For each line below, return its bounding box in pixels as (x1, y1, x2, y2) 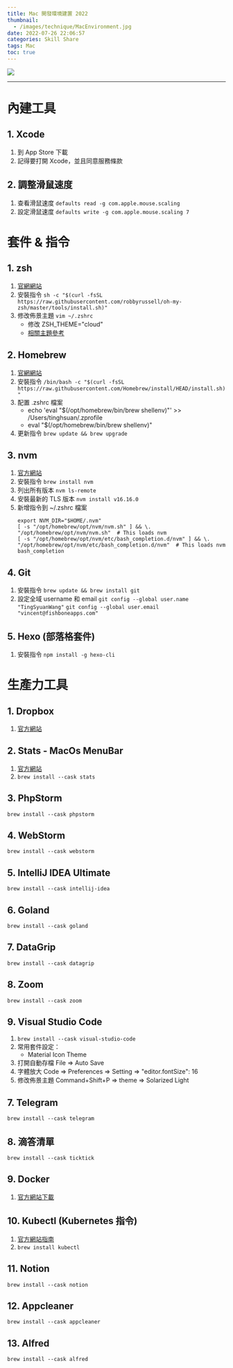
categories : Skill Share (7, 36, 79, 43)
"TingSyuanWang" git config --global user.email (17, 604, 159, 611)
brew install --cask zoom (7, 997, 82, 1004)
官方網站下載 (17, 1193, 54, 1201)
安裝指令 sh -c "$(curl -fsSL (17, 290, 103, 299)
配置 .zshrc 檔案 (17, 398, 64, 407)
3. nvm (7, 449, 37, 461)
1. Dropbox (7, 705, 54, 717)
